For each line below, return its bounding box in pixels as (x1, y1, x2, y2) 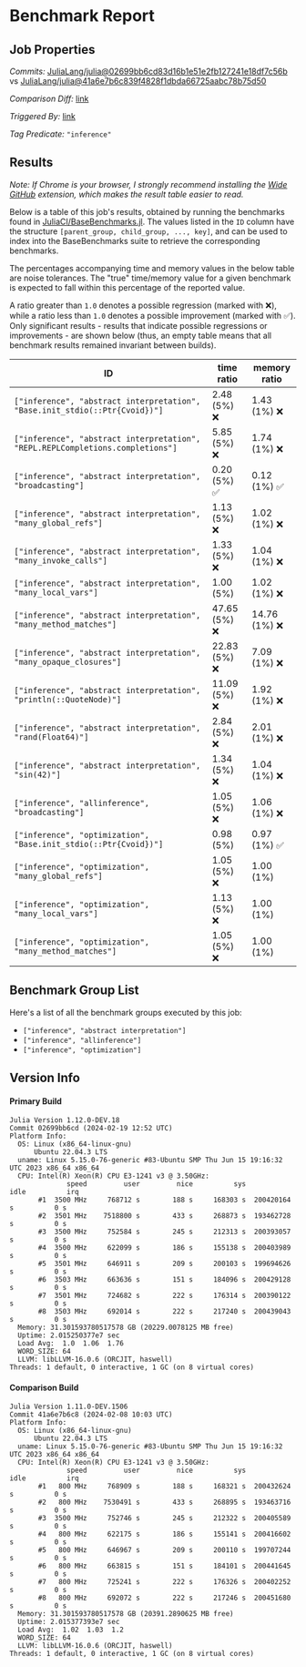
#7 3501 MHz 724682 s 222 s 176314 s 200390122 (37, 1291, 291, 1301)
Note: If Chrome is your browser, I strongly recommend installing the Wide (9, 179, 288, 189)
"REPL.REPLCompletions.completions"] (14, 443, 178, 453)
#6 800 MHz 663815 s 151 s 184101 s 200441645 (37, 1561, 291, 1571)
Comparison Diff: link (9, 93, 89, 104)
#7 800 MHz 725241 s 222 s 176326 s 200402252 (37, 1578, 291, 1587)
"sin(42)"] (14, 769, 61, 780)
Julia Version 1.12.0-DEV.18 (9, 1116, 120, 1125)
